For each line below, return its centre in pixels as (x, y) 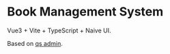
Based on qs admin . (35, 43)
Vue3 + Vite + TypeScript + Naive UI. (59, 30)
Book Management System (85, 12)
